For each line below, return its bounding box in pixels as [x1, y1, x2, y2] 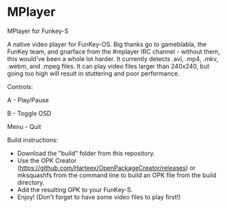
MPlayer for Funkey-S [7, 27, 69, 35]
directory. [17, 178, 45, 186]
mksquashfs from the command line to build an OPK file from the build [17, 171, 217, 179]
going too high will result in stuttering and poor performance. [7, 69, 180, 78]
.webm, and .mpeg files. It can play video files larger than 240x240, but [7, 62, 210, 70]
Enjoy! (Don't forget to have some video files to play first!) [17, 193, 181, 201]
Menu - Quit [7, 122, 41, 130]
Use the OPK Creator [17, 156, 77, 165]
